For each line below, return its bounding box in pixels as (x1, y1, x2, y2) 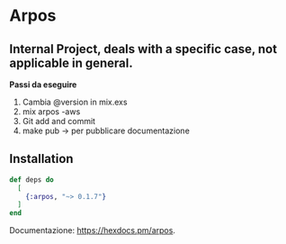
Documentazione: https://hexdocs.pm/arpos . (9, 225, 175, 236)
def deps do (9, 175, 54, 185)
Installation (9, 151, 74, 167)
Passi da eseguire (9, 79, 77, 90)
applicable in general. (9, 55, 133, 70)
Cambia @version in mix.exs (22, 96, 128, 107)
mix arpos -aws (22, 106, 81, 117)
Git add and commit (22, 116, 96, 126)
